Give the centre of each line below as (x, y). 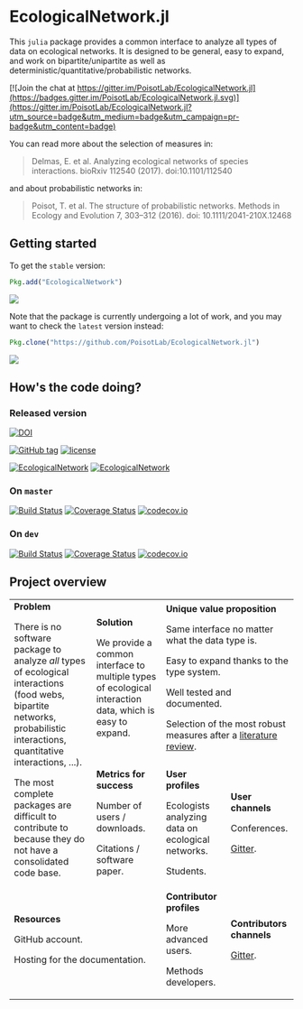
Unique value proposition (221, 608)
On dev (24, 534)
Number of (119, 805)
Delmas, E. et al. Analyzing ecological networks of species (140, 161)
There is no (38, 626)
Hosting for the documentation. (80, 959)
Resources (37, 919)
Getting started (53, 244)
